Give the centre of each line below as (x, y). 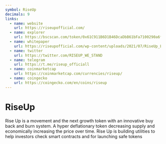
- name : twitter (26, 51)
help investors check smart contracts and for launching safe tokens (74, 136)
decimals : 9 (17, 14)
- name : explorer (27, 32)
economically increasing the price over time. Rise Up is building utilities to (80, 131)
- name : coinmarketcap (33, 69)
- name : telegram (27, 60)
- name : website (26, 23)
